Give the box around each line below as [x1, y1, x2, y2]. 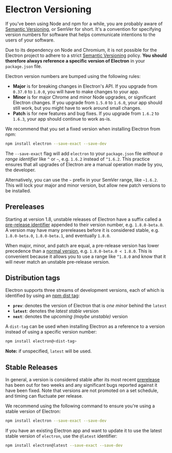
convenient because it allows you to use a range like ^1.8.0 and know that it [5, 253, 166, 260]
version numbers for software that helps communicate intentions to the [5, 31, 156, 37]
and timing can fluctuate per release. [5, 393, 83, 399]
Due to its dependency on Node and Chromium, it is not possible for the [5, 47, 158, 53]
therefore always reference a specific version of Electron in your [5, 57, 145, 64]
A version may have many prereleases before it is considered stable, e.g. [5, 227, 160, 233]
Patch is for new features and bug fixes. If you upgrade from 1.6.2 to [12, 110, 159, 116]
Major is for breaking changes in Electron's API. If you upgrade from [12, 83, 158, 89]
